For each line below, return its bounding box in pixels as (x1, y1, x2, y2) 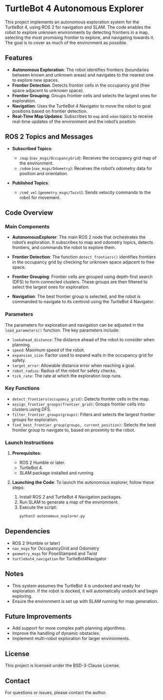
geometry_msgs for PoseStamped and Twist (12, 551, 97, 556)
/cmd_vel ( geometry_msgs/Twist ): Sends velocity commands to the (19, 189, 151, 195)
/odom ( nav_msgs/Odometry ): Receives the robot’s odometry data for (19, 165, 152, 171)
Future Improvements (5, 612, 72, 621)
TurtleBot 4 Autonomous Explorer (5, 3, 144, 14)
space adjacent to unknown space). (12, 87, 84, 93)
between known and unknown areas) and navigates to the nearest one (12, 72, 154, 78)
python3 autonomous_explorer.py (19, 514, 85, 519)
